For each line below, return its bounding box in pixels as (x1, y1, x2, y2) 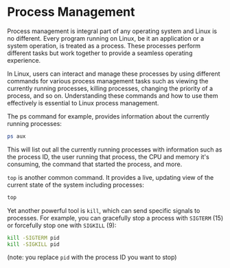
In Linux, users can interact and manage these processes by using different (7, 70, 221, 78)
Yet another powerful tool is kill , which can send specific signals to (7, 206, 200, 214)
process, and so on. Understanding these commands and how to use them (7, 91, 218, 100)
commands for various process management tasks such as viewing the (7, 76, 209, 85)
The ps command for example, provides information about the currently (7, 112, 209, 121)
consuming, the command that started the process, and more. (7, 160, 183, 168)
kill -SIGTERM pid (7, 234, 60, 241)
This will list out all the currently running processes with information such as (7, 145, 222, 154)
